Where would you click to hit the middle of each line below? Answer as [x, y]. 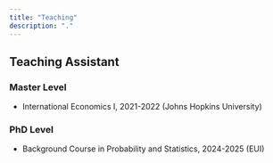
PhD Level [31, 130]
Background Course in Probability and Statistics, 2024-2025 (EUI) [143, 149]
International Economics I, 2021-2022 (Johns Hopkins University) [142, 107]
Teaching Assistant [64, 62]
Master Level [38, 87]
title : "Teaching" [43, 17]
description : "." [41, 26]
